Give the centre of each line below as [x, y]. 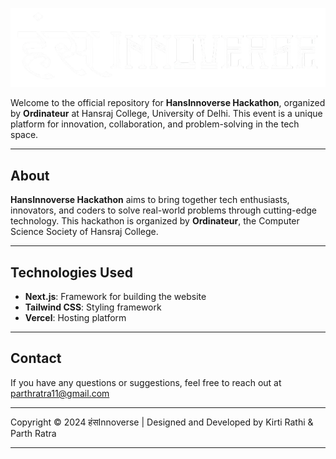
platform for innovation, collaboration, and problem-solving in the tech [155, 124]
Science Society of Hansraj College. [84, 232]
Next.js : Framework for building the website [115, 296]
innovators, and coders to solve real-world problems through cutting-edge [163, 210]
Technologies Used [71, 272]
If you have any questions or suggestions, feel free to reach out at [146, 382]
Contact [36, 358]
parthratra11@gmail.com [60, 393]
